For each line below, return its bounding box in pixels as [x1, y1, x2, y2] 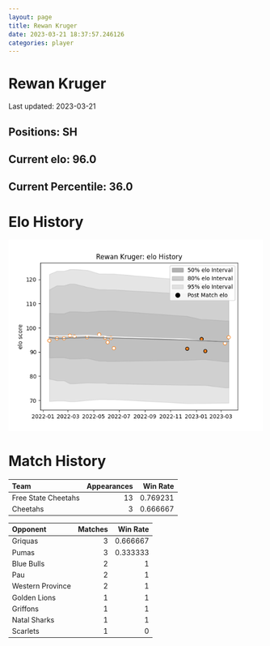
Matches [78, 524, 108, 534]
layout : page [8, 13, 53, 21]
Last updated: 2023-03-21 [8, 101, 96, 111]
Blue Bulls [11, 558, 45, 568]
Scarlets [11, 627, 40, 636]
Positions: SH [8, 125, 78, 139]
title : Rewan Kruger [8, 21, 78, 30]
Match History [8, 452, 107, 470]
